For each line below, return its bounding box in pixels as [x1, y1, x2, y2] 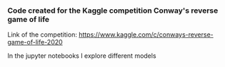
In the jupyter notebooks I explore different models [7, 51, 156, 60]
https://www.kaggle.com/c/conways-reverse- [78, 30, 214, 39]
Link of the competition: [7, 30, 77, 39]
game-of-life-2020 [7, 38, 63, 47]
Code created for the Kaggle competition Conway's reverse [7, 6, 219, 16]
